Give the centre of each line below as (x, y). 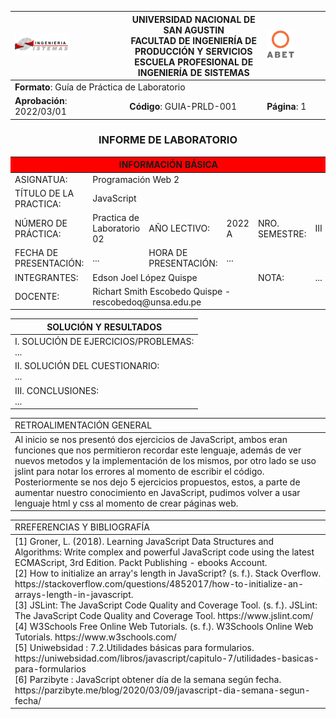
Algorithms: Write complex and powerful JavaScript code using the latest (164, 552)
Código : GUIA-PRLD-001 (183, 106)
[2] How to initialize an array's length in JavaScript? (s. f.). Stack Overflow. (168, 573)
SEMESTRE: (282, 233)
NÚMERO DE (41, 223)
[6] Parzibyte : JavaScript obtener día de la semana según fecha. (148, 679)
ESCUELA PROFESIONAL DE (194, 62)
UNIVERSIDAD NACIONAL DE (193, 19)
